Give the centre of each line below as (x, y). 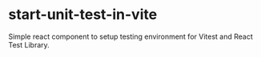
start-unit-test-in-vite (83, 15)
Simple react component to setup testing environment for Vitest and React (131, 36)
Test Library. (29, 44)
